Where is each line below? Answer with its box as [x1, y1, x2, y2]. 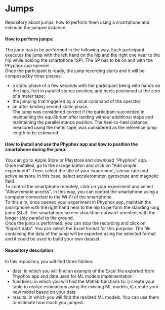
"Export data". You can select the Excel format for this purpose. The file [5, 226, 151, 232]
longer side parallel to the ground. [5, 215, 74, 221]
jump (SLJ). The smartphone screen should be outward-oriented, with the [5, 210, 156, 216]
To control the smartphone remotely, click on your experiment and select [5, 184, 153, 190]
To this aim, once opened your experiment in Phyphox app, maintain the [5, 199, 152, 205]
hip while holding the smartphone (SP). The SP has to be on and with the [5, 57, 153, 63]
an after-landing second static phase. [12, 104, 89, 110]
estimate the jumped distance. [5, 24, 67, 30]
